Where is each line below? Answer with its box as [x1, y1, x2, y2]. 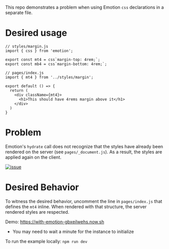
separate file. [5, 10, 33, 16]
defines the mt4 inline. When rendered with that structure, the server [5, 204, 147, 210]
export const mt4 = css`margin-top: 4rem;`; [5, 57, 100, 62]
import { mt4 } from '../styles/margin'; [5, 75, 94, 80]
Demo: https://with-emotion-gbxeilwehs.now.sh [5, 219, 104, 225]
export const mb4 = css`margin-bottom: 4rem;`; [5, 61, 107, 67]
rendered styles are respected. [5, 209, 70, 215]
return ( [10, 88, 28, 93]
